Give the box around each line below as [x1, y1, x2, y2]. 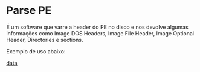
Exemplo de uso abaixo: [6, 47, 66, 55]
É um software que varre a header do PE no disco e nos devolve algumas [6, 23, 189, 31]
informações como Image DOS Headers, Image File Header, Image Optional [6, 29, 195, 37]
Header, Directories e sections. [6, 36, 83, 43]
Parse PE [6, 4, 52, 17]
